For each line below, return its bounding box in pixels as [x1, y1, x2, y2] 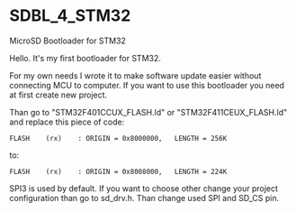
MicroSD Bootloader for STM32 [9, 35, 126, 46]
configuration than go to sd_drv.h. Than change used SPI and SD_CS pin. [9, 192, 280, 203]
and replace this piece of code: [9, 116, 125, 127]
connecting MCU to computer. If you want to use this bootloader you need [9, 79, 285, 90]
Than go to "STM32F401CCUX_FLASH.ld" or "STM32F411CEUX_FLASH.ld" [9, 106, 288, 117]
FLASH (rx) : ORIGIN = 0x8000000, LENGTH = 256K [9, 134, 228, 143]
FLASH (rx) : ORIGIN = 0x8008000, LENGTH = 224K [9, 167, 228, 176]
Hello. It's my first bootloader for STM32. [9, 52, 162, 63]
